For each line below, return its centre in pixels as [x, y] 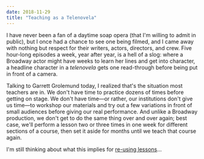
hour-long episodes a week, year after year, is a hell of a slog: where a [95, 54]
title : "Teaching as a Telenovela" [52, 18]
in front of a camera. [32, 74]
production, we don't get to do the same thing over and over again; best [97, 118]
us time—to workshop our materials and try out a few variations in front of [99, 105]
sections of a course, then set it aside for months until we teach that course [101, 131]
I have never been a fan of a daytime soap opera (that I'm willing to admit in [101, 35]
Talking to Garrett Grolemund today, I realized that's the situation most [95, 85]
